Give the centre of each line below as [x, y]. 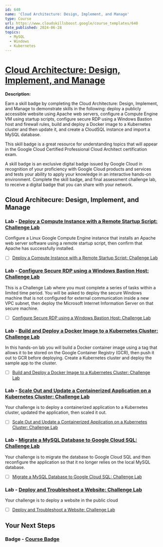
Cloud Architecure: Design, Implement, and [72, 200]
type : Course [18, 19]
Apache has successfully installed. [40, 248]
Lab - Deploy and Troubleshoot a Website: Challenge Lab [74, 489]
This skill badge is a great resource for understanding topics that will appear [81, 144]
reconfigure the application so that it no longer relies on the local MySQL [78, 462]
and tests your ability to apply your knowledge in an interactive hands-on [78, 174]
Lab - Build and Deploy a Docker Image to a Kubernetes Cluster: [81, 331]
